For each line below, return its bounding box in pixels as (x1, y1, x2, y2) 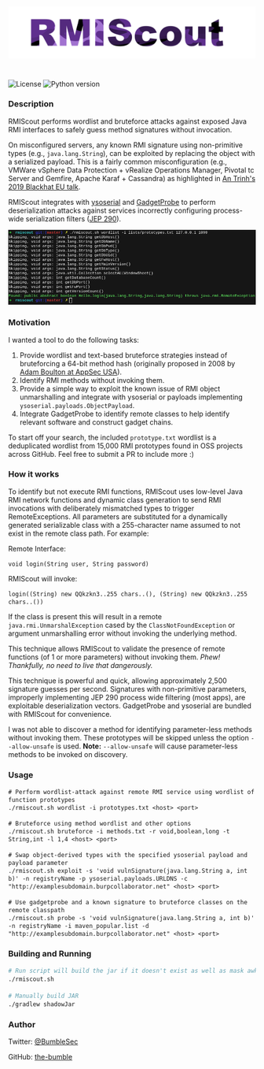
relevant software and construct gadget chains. (19, 417, 174, 427)
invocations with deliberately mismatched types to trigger (8, 503, 195, 513)
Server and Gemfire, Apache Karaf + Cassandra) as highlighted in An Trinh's (8, 173, 256, 183)
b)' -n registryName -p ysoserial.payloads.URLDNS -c (8, 875, 189, 883)
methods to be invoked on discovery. (8, 749, 128, 759)
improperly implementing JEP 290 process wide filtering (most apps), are (8, 692, 246, 702)
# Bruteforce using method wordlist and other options (8, 820, 192, 828)
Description (8, 98, 54, 109)
